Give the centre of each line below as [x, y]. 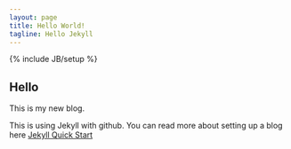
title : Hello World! [48, 26]
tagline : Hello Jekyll [51, 34]
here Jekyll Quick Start [51, 135]
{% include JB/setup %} [53, 59]
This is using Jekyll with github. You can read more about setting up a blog [146, 126]
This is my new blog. [47, 108]
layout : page [33, 17]
